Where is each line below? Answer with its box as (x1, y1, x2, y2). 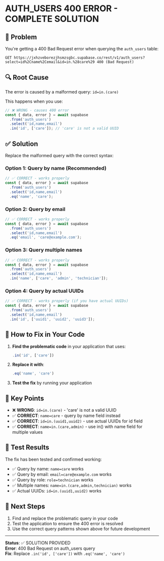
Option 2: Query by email (5, 206, 66, 212)
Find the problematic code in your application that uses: (12, 343, 126, 349)
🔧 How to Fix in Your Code (5, 330, 85, 339)
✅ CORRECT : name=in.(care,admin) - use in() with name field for (12, 424, 143, 430)
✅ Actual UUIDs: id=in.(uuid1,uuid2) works (12, 488, 102, 493)
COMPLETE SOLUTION (5, 13, 99, 24)
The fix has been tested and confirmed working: (5, 456, 102, 462)
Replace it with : (12, 362, 44, 368)
